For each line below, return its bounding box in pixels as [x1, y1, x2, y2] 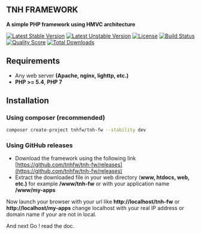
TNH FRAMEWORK [6, 5, 79, 15]
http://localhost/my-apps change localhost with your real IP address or [6, 205, 184, 212]
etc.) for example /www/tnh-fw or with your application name [14, 180, 170, 187]
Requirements [6, 56, 60, 66]
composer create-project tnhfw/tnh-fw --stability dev [6, 127, 146, 133]
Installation [6, 96, 49, 106]
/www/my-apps [14, 187, 56, 194]
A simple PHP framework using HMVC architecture [6, 20, 136, 28]
